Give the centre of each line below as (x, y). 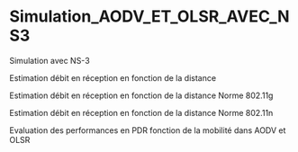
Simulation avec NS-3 (50, 60)
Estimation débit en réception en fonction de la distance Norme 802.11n (141, 112)
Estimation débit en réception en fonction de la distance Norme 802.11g (141, 95)
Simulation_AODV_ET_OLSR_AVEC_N (149, 17)
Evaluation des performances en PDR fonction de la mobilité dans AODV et (148, 130)
